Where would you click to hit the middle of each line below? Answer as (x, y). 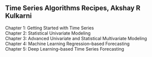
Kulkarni (19, 16)
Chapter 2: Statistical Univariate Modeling (48, 33)
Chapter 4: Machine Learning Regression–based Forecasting (68, 44)
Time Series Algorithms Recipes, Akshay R (73, 8)
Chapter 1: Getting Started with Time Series (50, 28)
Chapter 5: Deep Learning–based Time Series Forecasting (65, 49)
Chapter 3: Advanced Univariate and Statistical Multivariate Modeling (76, 38)
